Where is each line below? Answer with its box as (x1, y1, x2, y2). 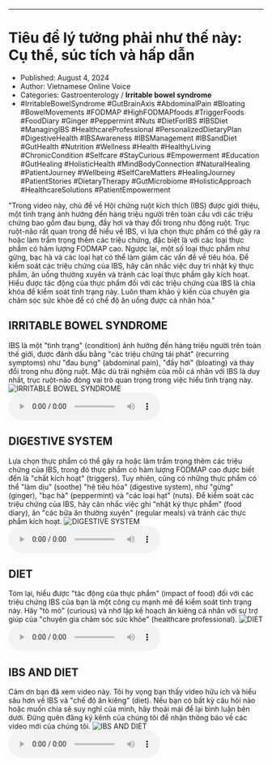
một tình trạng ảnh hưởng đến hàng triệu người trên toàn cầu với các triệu (8, 208, 253, 219)
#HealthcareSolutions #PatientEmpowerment (19, 184, 172, 195)
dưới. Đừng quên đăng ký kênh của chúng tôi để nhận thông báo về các (8, 713, 248, 723)
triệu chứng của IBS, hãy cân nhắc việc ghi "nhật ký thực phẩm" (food (8, 499, 242, 509)
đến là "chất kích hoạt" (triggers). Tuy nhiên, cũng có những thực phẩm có (8, 473, 257, 483)
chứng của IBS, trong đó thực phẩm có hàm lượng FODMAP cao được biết (8, 464, 255, 475)
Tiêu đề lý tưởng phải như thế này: (8, 29, 243, 47)
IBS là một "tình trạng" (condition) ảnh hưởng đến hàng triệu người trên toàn (8, 340, 261, 350)
